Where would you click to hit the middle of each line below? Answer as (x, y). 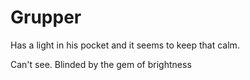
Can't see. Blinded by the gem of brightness (101, 64)
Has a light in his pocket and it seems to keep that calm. (125, 45)
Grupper (46, 17)
